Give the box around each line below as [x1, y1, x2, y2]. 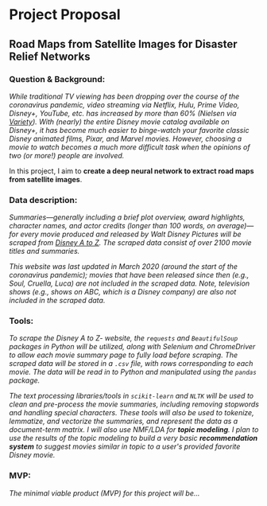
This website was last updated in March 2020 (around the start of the [9, 262, 238, 271]
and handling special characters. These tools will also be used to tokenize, [9, 408, 254, 418]
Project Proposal [9, 6, 122, 24]
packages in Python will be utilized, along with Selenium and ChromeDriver [9, 342, 256, 352]
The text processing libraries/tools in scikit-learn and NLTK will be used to [9, 391, 253, 401]
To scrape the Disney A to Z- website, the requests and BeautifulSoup [9, 333, 238, 343]
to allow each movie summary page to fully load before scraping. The [9, 350, 238, 360]
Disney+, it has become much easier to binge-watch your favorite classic [9, 125, 250, 134]
